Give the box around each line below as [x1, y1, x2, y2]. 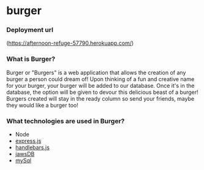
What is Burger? [6, 55, 56, 63]
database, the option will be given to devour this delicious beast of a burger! [6, 88, 198, 96]
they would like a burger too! [6, 101, 78, 109]
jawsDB [15, 150, 35, 158]
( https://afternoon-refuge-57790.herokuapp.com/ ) [6, 39, 134, 47]
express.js [15, 137, 42, 145]
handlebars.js [15, 144, 50, 151]
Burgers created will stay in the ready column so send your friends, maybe [6, 95, 195, 102]
